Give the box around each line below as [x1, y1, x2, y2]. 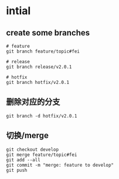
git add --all [6, 157, 41, 163]
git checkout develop [6, 147, 59, 152]
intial [6, 4, 31, 18]
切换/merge [6, 131, 49, 141]
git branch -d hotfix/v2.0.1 [6, 113, 77, 119]
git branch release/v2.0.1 [6, 64, 72, 70]
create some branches [6, 28, 90, 38]
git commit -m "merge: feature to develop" [6, 162, 114, 168]
